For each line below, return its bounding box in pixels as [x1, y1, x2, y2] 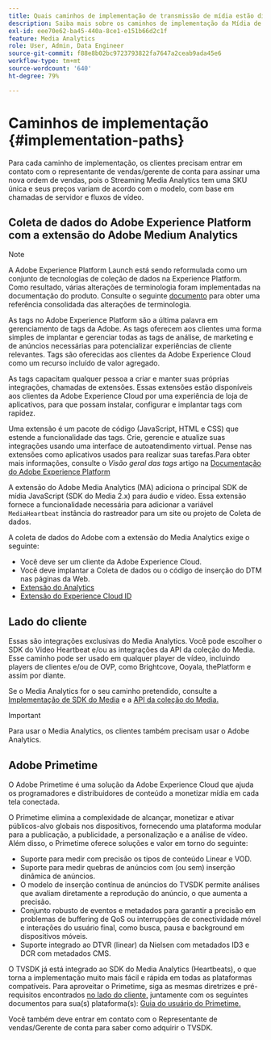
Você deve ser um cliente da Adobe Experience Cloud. [19, 557, 202, 567]
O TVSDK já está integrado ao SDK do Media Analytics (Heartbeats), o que [8, 964, 256, 974]
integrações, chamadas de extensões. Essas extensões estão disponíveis [8, 383, 252, 392]
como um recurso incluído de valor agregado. [8, 358, 160, 368]
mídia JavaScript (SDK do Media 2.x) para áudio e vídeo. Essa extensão [8, 491, 247, 501]
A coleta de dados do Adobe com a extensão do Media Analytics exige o [8, 533, 250, 543]
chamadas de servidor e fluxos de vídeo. [8, 192, 144, 202]
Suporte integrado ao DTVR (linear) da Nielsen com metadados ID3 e [19, 940, 250, 949]
